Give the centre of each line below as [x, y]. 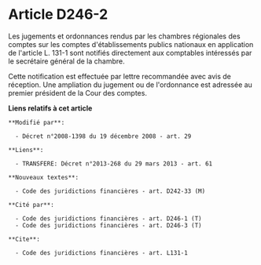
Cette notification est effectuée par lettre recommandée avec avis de [120, 76]
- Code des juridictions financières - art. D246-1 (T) [108, 218]
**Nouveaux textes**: [44, 177]
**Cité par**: [31, 205]
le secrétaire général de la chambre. [66, 61]
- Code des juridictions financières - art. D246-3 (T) [108, 225]
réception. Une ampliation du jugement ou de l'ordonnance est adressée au [130, 85]
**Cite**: [24, 239]
